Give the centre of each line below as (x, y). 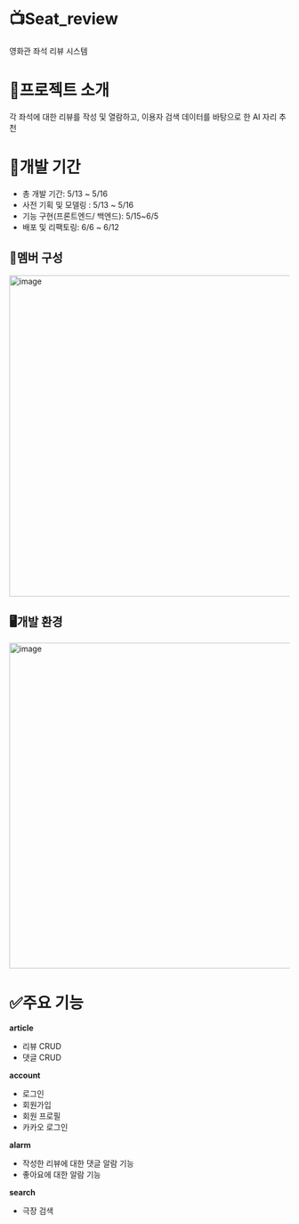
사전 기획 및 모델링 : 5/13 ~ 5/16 (78, 204)
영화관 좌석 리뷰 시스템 (48, 51)
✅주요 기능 (47, 1003)
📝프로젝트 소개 (59, 91)
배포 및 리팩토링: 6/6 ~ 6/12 (71, 227)
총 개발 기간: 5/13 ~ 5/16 (65, 194)
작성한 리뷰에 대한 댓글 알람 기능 (78, 1163)
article (21, 1028)
